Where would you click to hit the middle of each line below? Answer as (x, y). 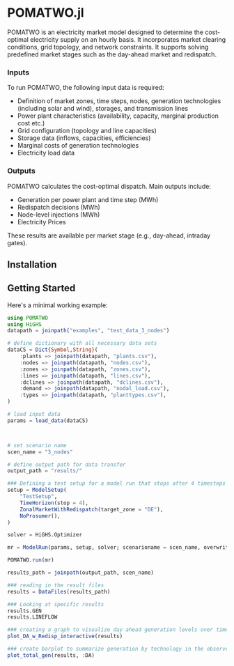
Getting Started (41, 288)
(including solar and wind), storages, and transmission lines (103, 109)
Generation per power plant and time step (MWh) (88, 199)
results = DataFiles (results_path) (59, 591)
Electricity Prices (41, 222)
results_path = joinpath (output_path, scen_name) (81, 573)
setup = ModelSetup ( (37, 490)
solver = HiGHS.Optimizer (45, 535)
